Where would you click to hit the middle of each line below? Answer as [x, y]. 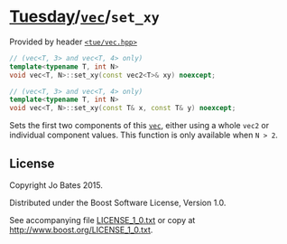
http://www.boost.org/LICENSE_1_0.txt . [81, 230]
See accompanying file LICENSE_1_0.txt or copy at [102, 220]
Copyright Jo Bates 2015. [56, 185]
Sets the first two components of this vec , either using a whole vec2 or [139, 126]
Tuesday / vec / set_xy [84, 17]
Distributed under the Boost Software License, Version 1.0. [118, 202]
